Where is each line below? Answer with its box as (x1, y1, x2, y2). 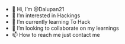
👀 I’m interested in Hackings (11, 12, 81, 19)
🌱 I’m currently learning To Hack (11, 18, 91, 25)
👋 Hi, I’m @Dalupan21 (11, 6, 65, 12)
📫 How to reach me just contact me (11, 32, 100, 38)
